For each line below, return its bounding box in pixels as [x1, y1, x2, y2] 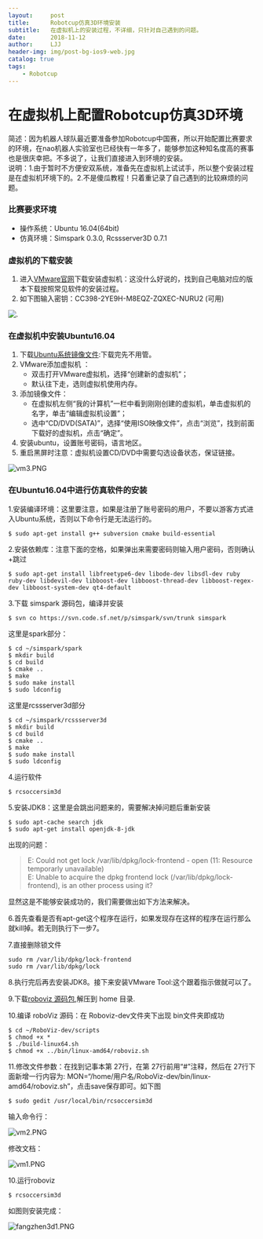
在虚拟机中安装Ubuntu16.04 [8, 331, 115, 342]
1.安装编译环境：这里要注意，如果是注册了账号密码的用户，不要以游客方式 [8, 504, 247, 514]
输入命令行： [8, 1112, 49, 1121]
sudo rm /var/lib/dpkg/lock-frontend [8, 956, 132, 963]
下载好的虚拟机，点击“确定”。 [31, 429, 127, 438]
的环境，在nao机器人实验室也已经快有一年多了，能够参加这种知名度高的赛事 [8, 143, 254, 153]
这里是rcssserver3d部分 [8, 700, 86, 710]
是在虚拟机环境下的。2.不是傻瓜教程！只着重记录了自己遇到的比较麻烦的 [8, 173, 242, 182]
